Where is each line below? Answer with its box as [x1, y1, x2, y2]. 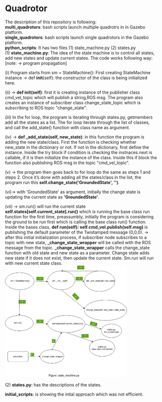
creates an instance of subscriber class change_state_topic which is [5, 100, 141, 105]
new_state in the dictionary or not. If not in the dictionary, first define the [5, 144, 149, 150]
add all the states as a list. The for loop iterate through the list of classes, [5, 119, 150, 125]
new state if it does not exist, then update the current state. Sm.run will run [5, 255, 154, 261]
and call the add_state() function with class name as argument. [5, 124, 131, 130]
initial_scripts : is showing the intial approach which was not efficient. [5, 391, 144, 397]
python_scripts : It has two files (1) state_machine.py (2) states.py [5, 45, 136, 50]
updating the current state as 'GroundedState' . [5, 194, 100, 200]
